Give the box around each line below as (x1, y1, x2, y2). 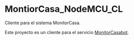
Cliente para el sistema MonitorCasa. (4, 20, 81, 26)
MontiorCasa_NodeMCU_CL (4, 3, 123, 15)
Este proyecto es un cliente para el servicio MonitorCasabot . (4, 29, 129, 35)
